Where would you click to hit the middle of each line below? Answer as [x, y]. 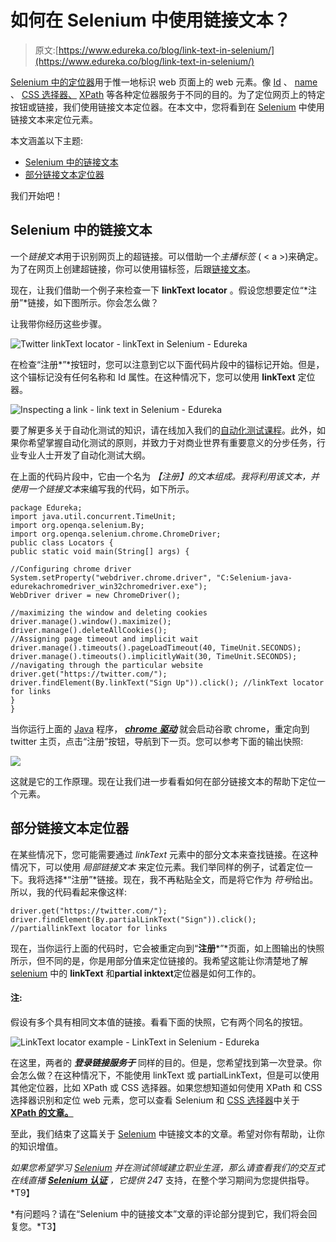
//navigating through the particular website [106, 665]
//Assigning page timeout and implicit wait [104, 639]
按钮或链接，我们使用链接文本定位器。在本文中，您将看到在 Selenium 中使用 [167, 107]
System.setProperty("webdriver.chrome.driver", [111, 577]
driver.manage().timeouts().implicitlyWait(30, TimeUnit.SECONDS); [154, 656]
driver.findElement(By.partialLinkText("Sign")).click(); [133, 919]
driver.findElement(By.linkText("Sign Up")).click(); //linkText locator [167, 682]
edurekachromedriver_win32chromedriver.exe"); [109, 586]
